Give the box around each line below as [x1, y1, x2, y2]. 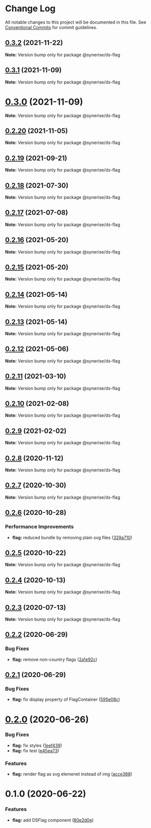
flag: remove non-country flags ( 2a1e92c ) [12, 657, 97, 662]
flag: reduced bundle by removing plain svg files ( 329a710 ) [12, 534, 133, 541]
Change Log [5, 3, 56, 14]
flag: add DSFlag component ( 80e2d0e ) [12, 817, 94, 823]
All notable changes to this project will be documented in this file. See [5, 19, 147, 25]
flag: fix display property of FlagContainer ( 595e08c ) [12, 696, 121, 703]
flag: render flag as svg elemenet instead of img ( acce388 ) [12, 771, 132, 777]
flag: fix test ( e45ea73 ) [12, 747, 60, 753]
